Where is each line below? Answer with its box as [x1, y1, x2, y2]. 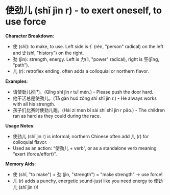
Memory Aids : [5, 161, 36, 167]
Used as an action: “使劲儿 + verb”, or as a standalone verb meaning [12, 145, 157, 151]
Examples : [5, 78, 28, 84]
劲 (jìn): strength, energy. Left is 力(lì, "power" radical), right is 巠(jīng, [12, 56, 160, 62]
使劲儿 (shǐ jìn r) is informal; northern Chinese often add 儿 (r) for [12, 133, 149, 139]
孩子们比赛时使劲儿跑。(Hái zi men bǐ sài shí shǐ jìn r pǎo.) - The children [12, 107, 165, 113]
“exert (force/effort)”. [12, 150, 57, 157]
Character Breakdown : [5, 33, 55, 39]
